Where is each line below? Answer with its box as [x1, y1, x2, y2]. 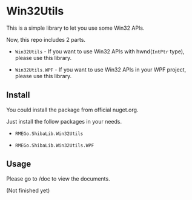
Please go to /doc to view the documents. [6, 175, 110, 182]
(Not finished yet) [6, 187, 50, 194]
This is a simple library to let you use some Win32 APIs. [6, 24, 145, 32]
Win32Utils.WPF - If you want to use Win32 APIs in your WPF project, [15, 65, 187, 73]
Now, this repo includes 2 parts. [6, 36, 86, 43]
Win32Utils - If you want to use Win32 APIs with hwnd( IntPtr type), [15, 47, 185, 55]
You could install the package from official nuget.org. [6, 106, 139, 113]
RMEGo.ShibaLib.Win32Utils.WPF [15, 142, 94, 148]
